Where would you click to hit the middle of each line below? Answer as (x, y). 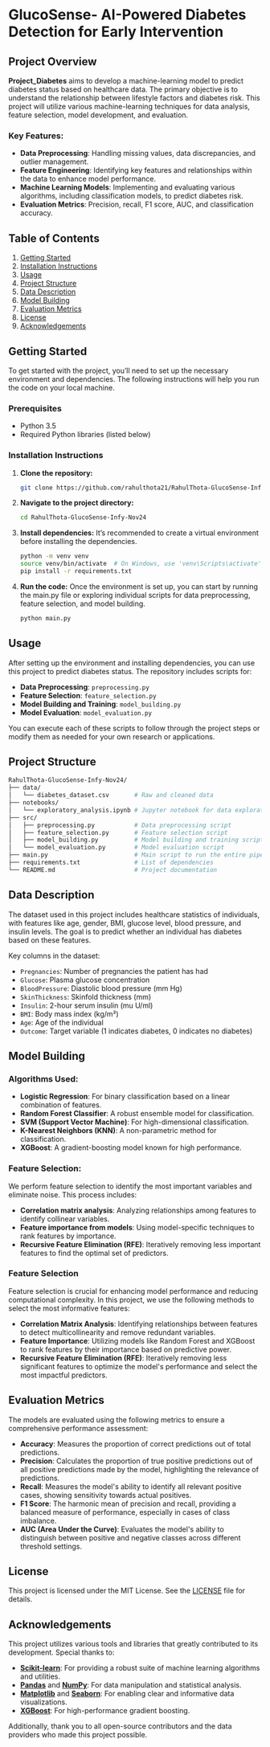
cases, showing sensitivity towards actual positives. (106, 1495)
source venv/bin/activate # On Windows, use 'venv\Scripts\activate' (141, 564)
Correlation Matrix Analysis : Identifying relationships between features (139, 1324)
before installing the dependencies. (79, 542)
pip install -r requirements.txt (76, 571)
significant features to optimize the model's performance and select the (139, 1366)
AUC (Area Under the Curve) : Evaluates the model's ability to (122, 1529)
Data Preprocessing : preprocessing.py (85, 687)
